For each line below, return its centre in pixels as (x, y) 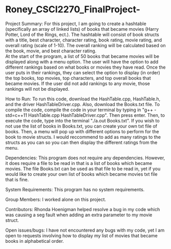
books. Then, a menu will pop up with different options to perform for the (82, 131)
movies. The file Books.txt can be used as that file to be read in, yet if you (83, 169)
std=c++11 (16, 115)
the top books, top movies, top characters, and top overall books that (78, 78)
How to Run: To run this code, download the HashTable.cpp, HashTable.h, (83, 99)
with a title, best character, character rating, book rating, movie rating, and (84, 40)
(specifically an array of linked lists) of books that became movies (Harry (82, 29)
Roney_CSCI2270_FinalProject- (73, 9)
